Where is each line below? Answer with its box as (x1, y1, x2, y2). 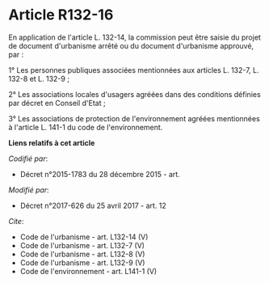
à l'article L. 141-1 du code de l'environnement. (8, 122, 163, 132)
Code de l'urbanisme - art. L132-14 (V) (19, 232, 149, 242)
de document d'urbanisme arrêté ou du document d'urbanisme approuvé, (8, 40, 254, 50)
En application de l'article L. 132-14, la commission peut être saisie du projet (8, 32, 261, 42)
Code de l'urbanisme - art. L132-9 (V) (19, 257, 145, 268)
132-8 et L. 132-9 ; (8, 74, 70, 83)
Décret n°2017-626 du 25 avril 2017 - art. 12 (19, 201, 167, 210)
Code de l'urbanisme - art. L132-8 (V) (19, 249, 145, 259)
